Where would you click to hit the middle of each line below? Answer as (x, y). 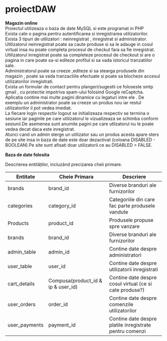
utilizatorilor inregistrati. (29, 81)
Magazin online (21, 23)
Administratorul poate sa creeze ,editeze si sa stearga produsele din (75, 70)
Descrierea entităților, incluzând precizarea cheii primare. (64, 164)
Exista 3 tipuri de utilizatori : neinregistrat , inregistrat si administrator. (76, 39)
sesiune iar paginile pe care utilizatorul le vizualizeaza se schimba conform (82, 118)
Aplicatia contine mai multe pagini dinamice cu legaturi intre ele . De (75, 97)
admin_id (59, 252)
